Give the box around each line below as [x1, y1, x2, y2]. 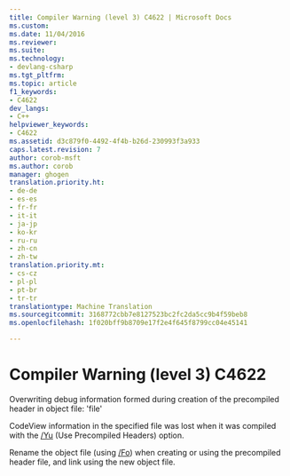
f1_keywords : [9, 87, 58, 96]
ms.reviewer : [9, 37, 58, 47]
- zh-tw [9, 252, 38, 262]
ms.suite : [9, 46, 46, 55]
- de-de [9, 186, 38, 195]
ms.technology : [9, 54, 66, 63]
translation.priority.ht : [9, 178, 105, 187]
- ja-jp [9, 219, 38, 228]
